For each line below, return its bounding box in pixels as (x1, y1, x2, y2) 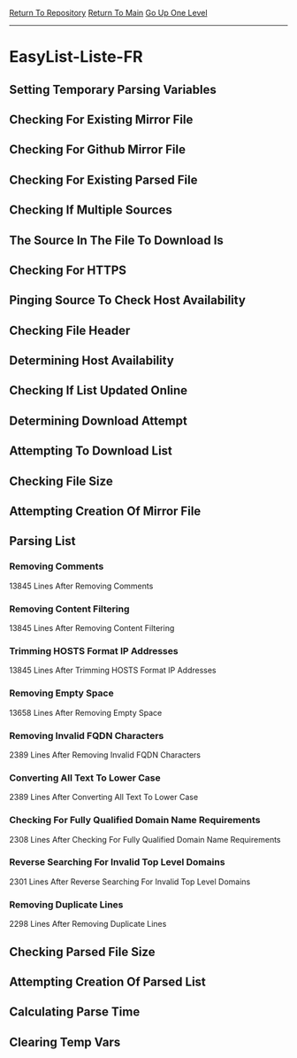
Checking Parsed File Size (9, 944, 156, 960)
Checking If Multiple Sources (9, 203, 172, 218)
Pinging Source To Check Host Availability (9, 292, 246, 308)
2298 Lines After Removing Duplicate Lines (9, 919, 167, 930)
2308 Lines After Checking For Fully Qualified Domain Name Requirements (9, 834, 281, 844)
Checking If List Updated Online (9, 383, 188, 398)
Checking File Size (9, 473, 113, 488)
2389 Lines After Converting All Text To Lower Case (9, 792, 199, 803)
